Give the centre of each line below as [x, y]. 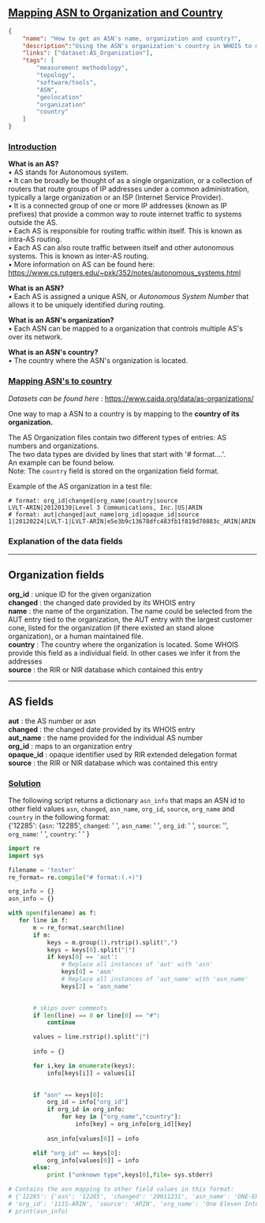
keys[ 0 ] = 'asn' [88, 972]
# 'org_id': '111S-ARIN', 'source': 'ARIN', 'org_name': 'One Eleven [125, 1204]
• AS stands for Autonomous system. [69, 172]
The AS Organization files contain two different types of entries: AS [118, 437]
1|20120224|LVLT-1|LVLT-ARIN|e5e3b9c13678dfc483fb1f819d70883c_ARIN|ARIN [132, 521]
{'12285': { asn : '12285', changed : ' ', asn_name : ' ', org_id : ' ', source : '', [118, 825]
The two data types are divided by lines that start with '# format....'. [117, 454]
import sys [26, 855]
